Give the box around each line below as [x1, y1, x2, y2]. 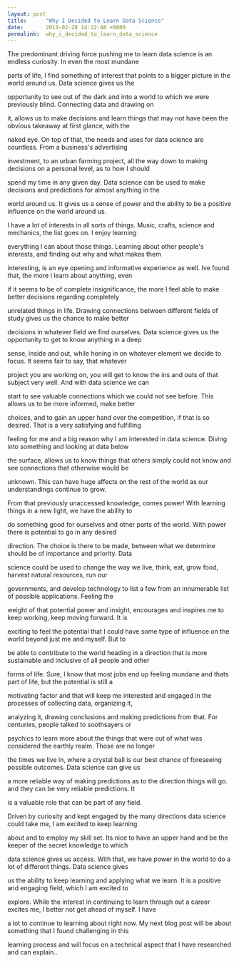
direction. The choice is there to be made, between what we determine [7, 542, 216, 550]
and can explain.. [7, 948, 58, 957]
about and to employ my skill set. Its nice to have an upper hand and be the [7, 833, 228, 842]
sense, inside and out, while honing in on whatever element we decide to [7, 349, 222, 358]
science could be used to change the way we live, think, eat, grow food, [7, 563, 219, 572]
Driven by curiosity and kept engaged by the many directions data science [7, 812, 226, 820]
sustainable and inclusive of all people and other [7, 656, 150, 665]
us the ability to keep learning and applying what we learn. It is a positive [7, 876, 221, 885]
